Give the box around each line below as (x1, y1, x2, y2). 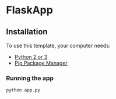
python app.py (6, 87, 41, 93)
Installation (6, 27, 48, 37)
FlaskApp (6, 3, 54, 17)
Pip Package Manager (14, 59, 68, 66)
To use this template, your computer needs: (6, 42, 111, 49)
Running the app (6, 74, 54, 82)
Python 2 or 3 (14, 54, 48, 60)
